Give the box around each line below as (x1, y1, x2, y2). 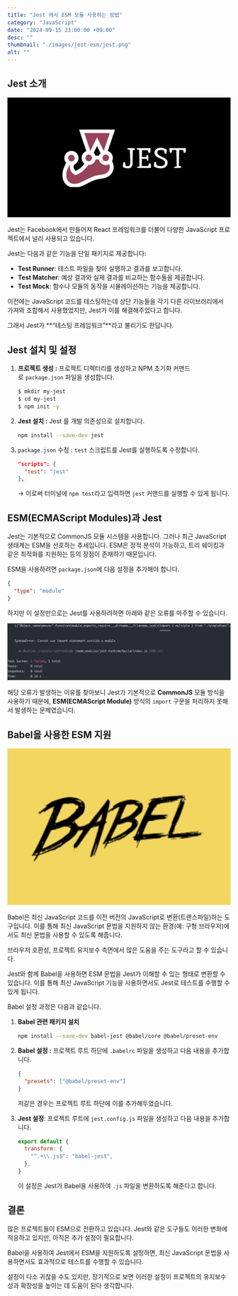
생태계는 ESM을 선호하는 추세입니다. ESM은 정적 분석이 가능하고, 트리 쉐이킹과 (7, 541, 225, 550)
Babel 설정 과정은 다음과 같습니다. (7, 1002, 101, 1011)
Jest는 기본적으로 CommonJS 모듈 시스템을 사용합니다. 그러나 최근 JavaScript (7, 532, 227, 541)
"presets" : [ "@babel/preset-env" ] (24, 1078, 126, 1085)
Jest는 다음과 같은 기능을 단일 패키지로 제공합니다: (7, 249, 147, 258)
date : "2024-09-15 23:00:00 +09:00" (7, 26, 115, 33)
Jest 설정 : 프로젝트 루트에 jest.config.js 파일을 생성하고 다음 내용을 (17, 1114, 211, 1122)
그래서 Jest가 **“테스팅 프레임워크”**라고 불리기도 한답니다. (7, 321, 174, 330)
